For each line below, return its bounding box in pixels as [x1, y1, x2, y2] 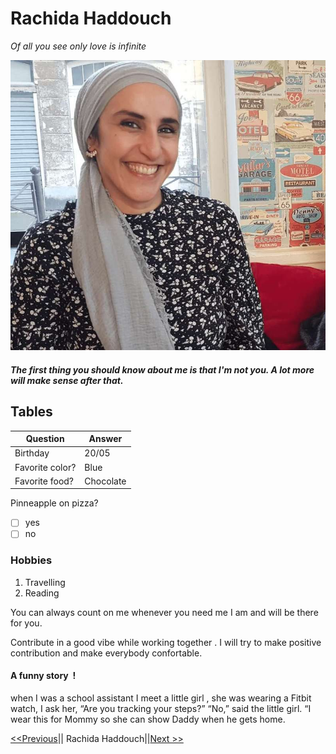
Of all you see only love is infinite [10, 40, 147, 52]
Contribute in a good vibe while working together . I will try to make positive [10, 636, 322, 648]
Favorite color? [14, 461, 77, 473]
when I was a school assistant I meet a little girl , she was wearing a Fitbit [10, 692, 312, 704]
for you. [10, 617, 43, 629]
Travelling [24, 576, 66, 588]
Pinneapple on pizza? [10, 497, 99, 509]
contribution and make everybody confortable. [10, 647, 203, 659]
